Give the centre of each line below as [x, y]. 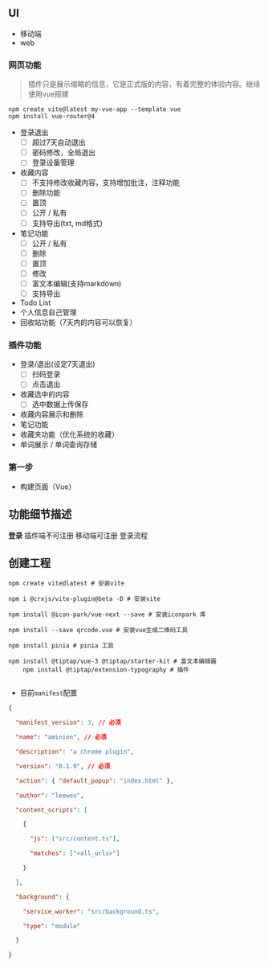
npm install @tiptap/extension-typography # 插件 [106, 670]
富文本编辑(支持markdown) [77, 283]
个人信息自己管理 [48, 312]
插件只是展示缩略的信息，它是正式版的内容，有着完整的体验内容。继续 [144, 84]
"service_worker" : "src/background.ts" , [91, 911]
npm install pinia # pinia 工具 [61, 646]
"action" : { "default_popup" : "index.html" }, [95, 781]
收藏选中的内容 [45, 394]
